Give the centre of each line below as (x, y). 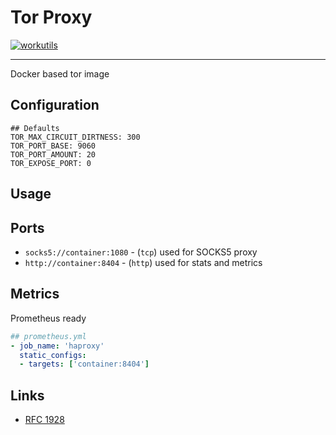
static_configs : (53, 355)
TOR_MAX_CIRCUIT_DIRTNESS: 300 (75, 137)
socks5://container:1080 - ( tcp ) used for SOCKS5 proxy (141, 252)
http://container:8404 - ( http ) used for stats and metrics (143, 262)
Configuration (55, 105)
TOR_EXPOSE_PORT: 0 (51, 163)
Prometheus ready (48, 318)
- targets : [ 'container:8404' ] (84, 364)
